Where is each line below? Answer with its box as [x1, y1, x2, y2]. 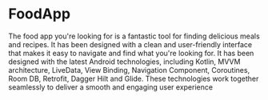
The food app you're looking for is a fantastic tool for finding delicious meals [8, 31, 260, 41]
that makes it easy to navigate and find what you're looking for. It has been [8, 48, 254, 58]
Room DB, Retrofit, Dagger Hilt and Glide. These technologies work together [8, 74, 259, 83]
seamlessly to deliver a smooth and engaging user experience [8, 82, 214, 92]
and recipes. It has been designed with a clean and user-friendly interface [8, 39, 253, 49]
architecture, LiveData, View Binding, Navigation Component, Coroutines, [8, 65, 250, 74]
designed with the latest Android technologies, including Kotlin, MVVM [8, 57, 241, 66]
